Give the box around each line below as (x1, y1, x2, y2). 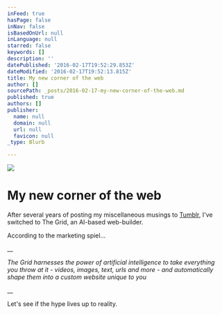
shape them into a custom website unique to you (7, 273, 147, 281)
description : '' (7, 55, 54, 62)
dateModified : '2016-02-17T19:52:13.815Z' (7, 68, 132, 75)
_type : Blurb (7, 139, 45, 146)
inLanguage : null (7, 36, 58, 43)
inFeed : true (7, 10, 45, 17)
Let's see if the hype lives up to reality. (7, 300, 118, 308)
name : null (13, 113, 45, 120)
